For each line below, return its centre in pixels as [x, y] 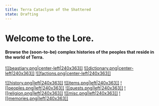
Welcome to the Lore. [50, 38]
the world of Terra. [25, 57]
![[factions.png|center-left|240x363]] [73, 73]
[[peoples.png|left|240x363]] [35, 88]
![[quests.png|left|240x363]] [94, 88]
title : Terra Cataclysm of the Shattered [48, 10]
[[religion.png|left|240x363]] [34, 93]
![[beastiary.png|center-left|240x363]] [44, 68]
